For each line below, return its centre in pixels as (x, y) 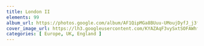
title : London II (28, 12)
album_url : (20, 23)
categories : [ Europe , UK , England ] (54, 34)
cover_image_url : (28, 28)
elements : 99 (23, 17)
